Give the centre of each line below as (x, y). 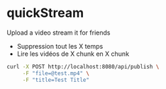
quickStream (45, 13)
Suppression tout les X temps (60, 46)
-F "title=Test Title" (56, 80)
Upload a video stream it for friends (59, 32)
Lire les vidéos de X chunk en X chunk (73, 54)
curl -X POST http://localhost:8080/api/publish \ (83, 66)
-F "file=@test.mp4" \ (56, 73)
